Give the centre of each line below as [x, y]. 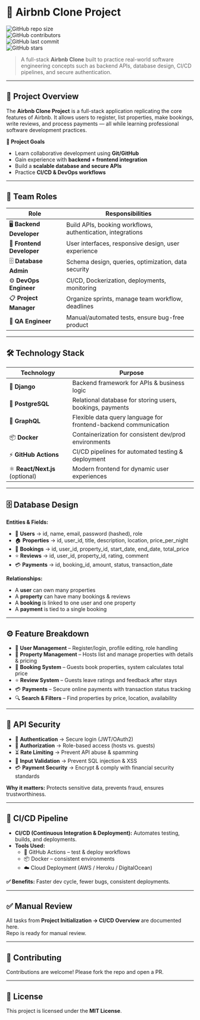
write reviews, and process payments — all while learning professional [93, 123]
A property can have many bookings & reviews [73, 597]
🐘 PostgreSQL [29, 404]
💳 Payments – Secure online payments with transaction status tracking [103, 689]
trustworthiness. [26, 794]
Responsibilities [128, 213]
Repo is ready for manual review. [46, 933]
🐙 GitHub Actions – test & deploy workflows [77, 852]
